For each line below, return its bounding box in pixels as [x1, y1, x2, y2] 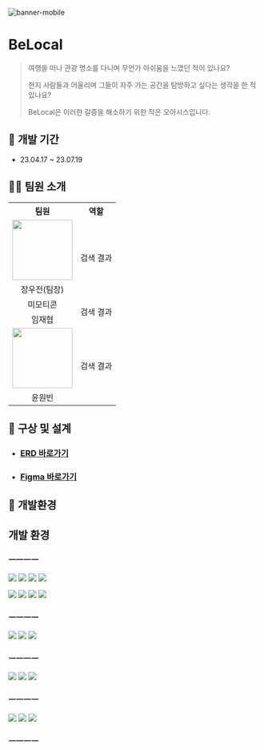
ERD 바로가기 [19, 447, 70, 458]
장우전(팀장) [20, 284, 65, 295]
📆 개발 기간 [8, 133, 60, 147]
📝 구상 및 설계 [8, 421, 72, 435]
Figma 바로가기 [19, 471, 78, 482]
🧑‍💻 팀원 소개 [8, 180, 66, 194]
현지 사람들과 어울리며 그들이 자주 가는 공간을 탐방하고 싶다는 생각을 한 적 [27, 80, 257, 90]
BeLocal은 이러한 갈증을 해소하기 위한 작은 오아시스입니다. [27, 107, 210, 116]
